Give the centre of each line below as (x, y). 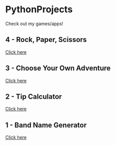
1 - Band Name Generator (46, 125)
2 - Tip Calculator (34, 97)
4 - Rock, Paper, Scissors (46, 40)
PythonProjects (39, 9)
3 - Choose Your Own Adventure (58, 68)
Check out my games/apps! (34, 24)
